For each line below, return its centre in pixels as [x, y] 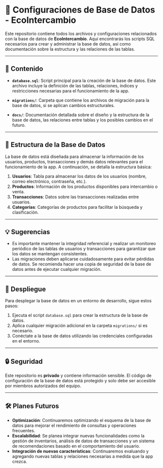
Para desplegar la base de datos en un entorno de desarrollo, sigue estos [78, 301]
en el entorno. [26, 341]
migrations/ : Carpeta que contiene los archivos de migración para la [81, 100]
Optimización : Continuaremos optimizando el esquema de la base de [81, 420]
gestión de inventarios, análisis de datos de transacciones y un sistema [83, 441]
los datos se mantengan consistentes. [50, 254]
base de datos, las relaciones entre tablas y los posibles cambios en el [82, 120]
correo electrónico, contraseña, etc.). [49, 181]
